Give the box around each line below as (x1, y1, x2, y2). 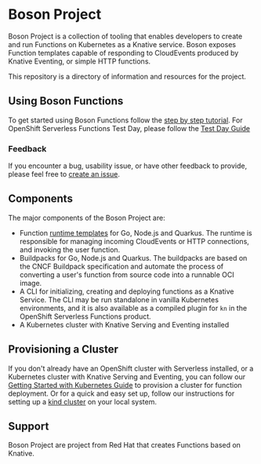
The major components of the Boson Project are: (8, 213, 166, 222)
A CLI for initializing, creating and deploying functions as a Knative (19, 287, 234, 296)
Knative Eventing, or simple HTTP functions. (8, 57, 151, 66)
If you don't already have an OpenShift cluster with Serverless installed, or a (8, 364, 254, 373)
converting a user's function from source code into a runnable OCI (19, 269, 235, 279)
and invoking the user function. (19, 245, 121, 254)
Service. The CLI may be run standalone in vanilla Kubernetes (19, 294, 219, 304)
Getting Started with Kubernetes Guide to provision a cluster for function (8, 380, 242, 389)
